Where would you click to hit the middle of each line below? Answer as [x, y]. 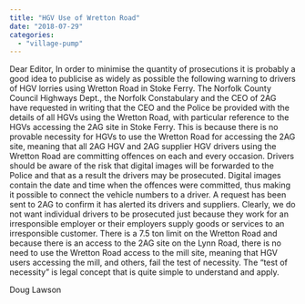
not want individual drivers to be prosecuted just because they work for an [149, 214]
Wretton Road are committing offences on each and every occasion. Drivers [152, 157]
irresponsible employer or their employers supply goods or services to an [147, 224]
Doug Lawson [36, 290]
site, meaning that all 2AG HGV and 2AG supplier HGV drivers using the [143, 147]
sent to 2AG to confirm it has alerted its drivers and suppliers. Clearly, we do [152, 205]
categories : [32, 35]
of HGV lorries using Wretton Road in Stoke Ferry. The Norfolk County [140, 88]
